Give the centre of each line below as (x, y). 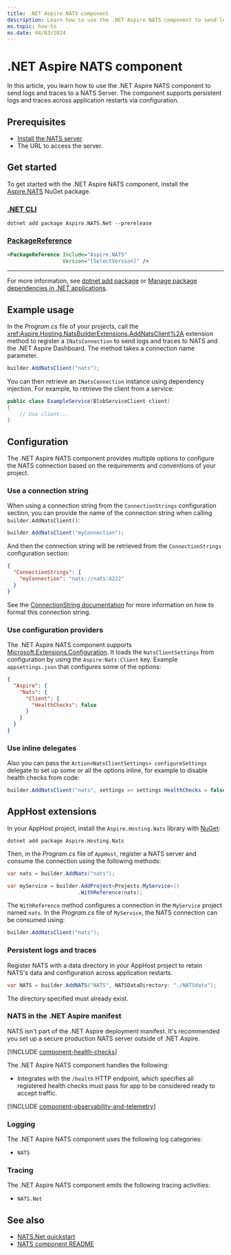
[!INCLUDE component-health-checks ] (62, 1051)
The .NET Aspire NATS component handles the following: (88, 1065)
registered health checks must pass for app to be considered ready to (116, 1085)
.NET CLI (22, 209)
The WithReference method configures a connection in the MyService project (114, 906)
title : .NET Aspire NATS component (58, 13)
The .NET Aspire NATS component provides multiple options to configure (111, 459)
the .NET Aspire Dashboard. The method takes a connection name (101, 348)
